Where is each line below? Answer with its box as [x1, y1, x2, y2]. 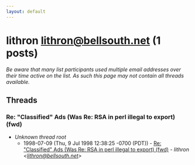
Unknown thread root [14, 133, 66, 141]
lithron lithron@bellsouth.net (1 [6, 33, 161, 47]
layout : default [6, 8, 46, 15]
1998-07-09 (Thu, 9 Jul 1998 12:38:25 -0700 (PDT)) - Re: [23, 140, 162, 147]
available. [6, 78, 30, 85]
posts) [6, 46, 38, 59]
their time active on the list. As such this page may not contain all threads [6, 72, 184, 79]
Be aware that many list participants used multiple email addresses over [6, 66, 182, 73]
